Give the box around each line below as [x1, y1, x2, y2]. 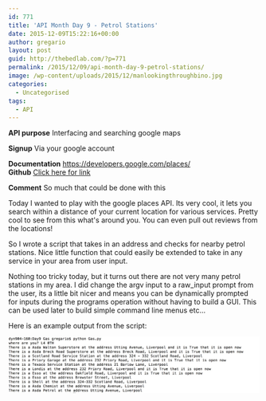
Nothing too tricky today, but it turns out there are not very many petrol [8, 272, 241, 281]
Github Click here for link [8, 167, 91, 177]
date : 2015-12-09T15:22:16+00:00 [8, 29, 119, 37]
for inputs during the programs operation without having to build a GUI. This [8, 297, 257, 307]
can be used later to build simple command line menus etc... [8, 305, 206, 315]
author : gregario [8, 38, 66, 46]
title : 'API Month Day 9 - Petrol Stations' [8, 21, 158, 29]
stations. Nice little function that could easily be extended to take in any [8, 248, 243, 258]
